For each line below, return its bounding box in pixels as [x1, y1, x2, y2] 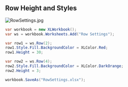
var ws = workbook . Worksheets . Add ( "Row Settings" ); [5, 31, 115, 36]
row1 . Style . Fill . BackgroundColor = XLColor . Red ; [5, 45, 108, 50]
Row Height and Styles [5, 4, 77, 12]
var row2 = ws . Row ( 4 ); [5, 59, 52, 64]
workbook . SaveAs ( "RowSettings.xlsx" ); [5, 77, 86, 82]
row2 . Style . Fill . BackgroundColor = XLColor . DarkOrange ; [5, 63, 124, 69]
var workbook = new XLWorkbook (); [5, 27, 77, 32]
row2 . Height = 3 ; [5, 68, 41, 73]
